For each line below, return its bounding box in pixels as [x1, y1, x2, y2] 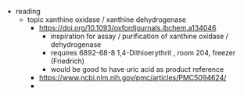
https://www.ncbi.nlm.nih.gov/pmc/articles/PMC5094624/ [38, 73, 227, 82]
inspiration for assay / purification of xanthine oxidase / [50, 31, 229, 41]
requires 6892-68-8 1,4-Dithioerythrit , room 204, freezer [50, 48, 236, 57]
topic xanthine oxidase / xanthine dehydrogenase [27, 15, 186, 24]
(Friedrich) [50, 56, 84, 66]
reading [15, 7, 41, 16]
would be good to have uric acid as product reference [50, 65, 224, 73]
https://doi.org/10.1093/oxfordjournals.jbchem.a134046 [38, 23, 217, 32]
